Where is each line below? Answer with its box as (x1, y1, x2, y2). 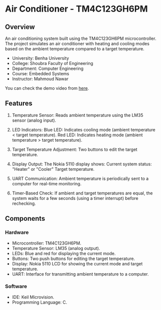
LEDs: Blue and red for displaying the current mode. (12, 250, 116, 256)
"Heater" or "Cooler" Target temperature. (12, 166, 95, 172)
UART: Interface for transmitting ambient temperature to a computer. (12, 271, 149, 277)
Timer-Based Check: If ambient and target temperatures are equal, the (12, 190, 153, 196)
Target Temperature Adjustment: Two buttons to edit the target (12, 147, 138, 152)
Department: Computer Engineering (12, 65, 84, 71)
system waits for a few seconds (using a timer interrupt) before (12, 195, 139, 201)
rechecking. (12, 200, 36, 206)
